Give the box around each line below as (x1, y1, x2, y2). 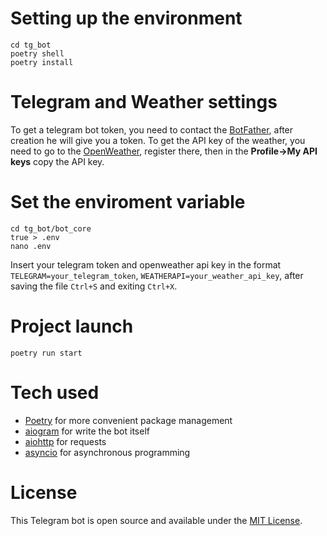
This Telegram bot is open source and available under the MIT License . (10, 514, 303, 526)
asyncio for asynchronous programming (24, 446, 191, 458)
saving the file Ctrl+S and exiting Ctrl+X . (10, 280, 178, 292)
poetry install (10, 57, 74, 67)
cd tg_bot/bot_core (10, 223, 92, 234)
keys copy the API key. (10, 155, 105, 167)
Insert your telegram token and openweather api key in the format (10, 258, 282, 271)
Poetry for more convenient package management (24, 414, 233, 426)
